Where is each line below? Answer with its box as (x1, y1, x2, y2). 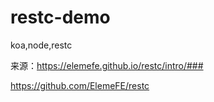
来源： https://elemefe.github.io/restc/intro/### (10, 59, 204, 71)
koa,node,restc (10, 39, 73, 51)
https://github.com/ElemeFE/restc (10, 79, 150, 91)
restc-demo (10, 6, 111, 29)
